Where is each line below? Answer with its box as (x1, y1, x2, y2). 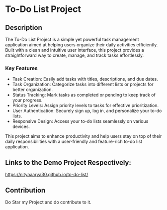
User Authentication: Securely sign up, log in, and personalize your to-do (12, 108, 162, 114)
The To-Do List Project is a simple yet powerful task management (5, 36, 139, 42)
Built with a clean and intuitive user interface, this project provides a (5, 47, 144, 53)
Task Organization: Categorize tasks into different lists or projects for (12, 81, 154, 88)
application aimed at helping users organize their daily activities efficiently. (5, 42, 158, 48)
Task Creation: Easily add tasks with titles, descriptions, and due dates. (12, 76, 158, 82)
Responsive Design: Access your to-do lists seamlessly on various (12, 118, 149, 124)
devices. (12, 123, 30, 130)
